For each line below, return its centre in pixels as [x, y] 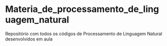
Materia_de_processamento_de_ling [82, 9]
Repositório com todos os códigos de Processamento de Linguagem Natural [84, 33]
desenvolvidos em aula [29, 39]
